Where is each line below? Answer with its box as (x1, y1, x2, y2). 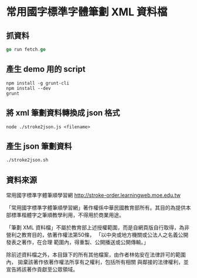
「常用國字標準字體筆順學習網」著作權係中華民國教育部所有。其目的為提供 (6, 204, 186, 211)
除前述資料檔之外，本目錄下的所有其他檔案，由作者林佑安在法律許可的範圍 (6, 251, 186, 258)
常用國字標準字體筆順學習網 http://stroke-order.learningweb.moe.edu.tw (6, 192, 181, 199)
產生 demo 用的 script (6, 64, 86, 74)
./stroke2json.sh (6, 157, 49, 163)
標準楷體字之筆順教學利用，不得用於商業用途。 (11, 212, 124, 218)
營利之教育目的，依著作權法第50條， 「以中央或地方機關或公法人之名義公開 (6, 232, 189, 238)
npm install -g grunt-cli (6, 80, 69, 86)
